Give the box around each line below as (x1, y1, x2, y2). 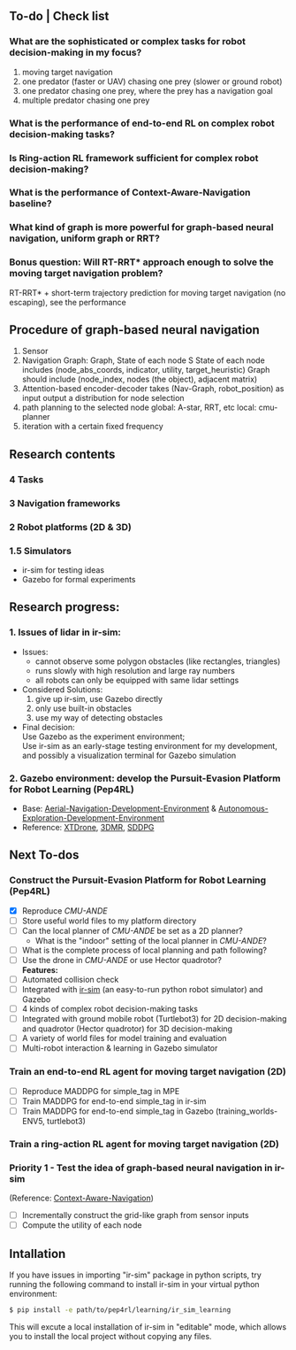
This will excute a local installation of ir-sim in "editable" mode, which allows (9, 1321, 287, 1332)
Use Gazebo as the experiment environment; (21, 731, 186, 742)
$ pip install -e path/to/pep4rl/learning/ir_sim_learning (9, 1305, 231, 1315)
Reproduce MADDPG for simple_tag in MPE (21, 1085, 180, 1096)
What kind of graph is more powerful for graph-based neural (9, 221, 274, 234)
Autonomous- (217, 803, 269, 814)
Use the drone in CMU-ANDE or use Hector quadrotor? (21, 954, 223, 965)
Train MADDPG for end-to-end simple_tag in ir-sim (21, 1095, 207, 1107)
